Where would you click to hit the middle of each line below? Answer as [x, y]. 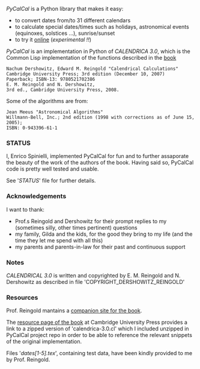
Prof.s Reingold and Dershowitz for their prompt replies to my [91, 221]
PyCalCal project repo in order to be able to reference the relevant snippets [99, 335]
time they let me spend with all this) [59, 240]
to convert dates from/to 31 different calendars [73, 20]
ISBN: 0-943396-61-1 [32, 128]
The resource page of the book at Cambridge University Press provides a [97, 323]
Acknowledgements [36, 197]
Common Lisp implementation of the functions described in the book [91, 58]
